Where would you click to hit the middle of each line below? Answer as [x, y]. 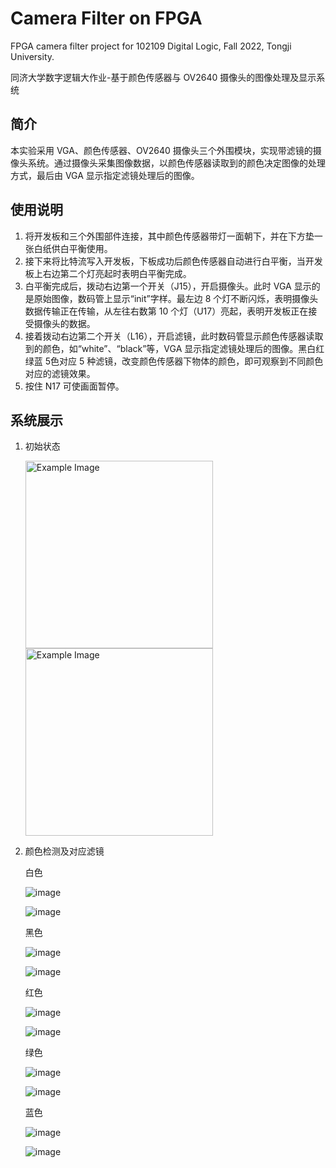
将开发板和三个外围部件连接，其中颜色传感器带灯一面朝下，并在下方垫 [169, 236]
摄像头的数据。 [64, 323]
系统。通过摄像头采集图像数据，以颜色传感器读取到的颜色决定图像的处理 [176, 163]
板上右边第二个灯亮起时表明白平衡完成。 [108, 273]
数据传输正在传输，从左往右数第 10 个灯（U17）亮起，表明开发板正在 [166, 311]
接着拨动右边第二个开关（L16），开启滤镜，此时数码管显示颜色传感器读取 [174, 336]
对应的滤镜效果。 [60, 373]
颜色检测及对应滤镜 [64, 851]
